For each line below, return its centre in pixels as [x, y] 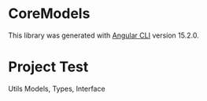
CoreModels [49, 14]
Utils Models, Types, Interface [57, 88]
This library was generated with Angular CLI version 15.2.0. [103, 35]
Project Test [48, 67]
